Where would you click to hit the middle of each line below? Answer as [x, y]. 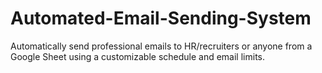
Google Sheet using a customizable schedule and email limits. [137, 56]
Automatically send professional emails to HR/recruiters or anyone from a [161, 46]
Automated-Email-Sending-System [161, 18]
